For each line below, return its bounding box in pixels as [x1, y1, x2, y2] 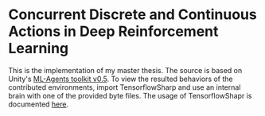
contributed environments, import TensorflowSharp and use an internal [8, 82, 241, 92]
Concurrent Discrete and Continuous [8, 6, 257, 24]
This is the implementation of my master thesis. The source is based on [8, 65, 243, 75]
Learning [8, 40, 69, 57]
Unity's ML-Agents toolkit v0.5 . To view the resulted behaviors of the [8, 74, 233, 83]
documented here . [8, 99, 69, 109]
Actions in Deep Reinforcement [8, 22, 219, 41]
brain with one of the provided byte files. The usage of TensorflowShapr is [8, 91, 252, 100]
